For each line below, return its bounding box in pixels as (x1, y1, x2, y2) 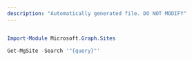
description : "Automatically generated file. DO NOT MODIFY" (7, 10, 187, 17)
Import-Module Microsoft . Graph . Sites (7, 35, 116, 42)
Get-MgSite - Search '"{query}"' (7, 47, 100, 54)
